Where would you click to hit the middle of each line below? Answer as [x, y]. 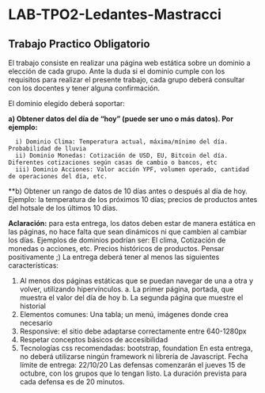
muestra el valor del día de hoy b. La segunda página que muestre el [131, 298]
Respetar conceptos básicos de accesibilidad [94, 340]
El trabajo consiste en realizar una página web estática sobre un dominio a [129, 63]
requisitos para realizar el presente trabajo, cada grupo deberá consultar [127, 80]
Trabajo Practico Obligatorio [79, 44]
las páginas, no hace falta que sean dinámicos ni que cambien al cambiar [128, 232]
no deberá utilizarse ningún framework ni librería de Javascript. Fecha [134, 357]
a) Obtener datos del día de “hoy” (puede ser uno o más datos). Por [121, 119]
